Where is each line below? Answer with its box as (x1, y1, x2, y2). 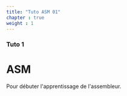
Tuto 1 (6, 40, 24, 49)
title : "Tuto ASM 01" (6, 9, 61, 15)
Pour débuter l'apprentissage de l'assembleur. (6, 83, 122, 90)
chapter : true (6, 15, 45, 21)
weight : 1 (6, 20, 34, 26)
